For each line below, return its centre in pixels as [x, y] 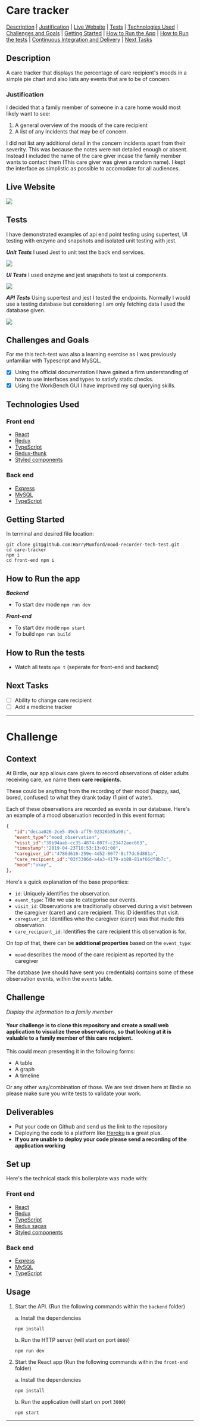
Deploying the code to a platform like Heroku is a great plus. [88, 1133]
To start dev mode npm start [50, 628]
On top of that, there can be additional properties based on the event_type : [99, 943]
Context [21, 759]
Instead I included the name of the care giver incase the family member [94, 156]
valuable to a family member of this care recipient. [70, 1038]
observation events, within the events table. [60, 978]
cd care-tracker [26, 550]
